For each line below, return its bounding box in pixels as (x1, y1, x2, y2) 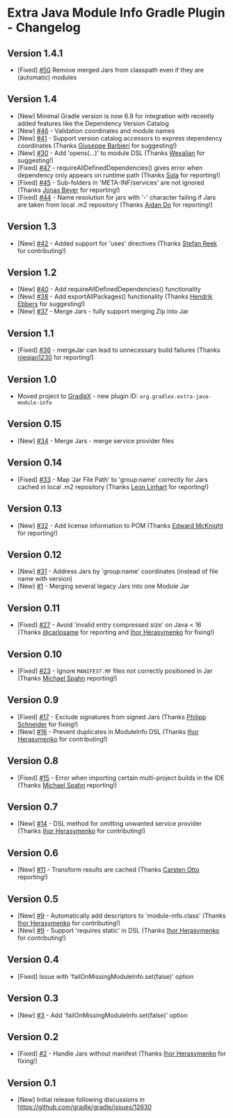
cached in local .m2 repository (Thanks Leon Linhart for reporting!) (17, 482, 209, 491)
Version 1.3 (7, 221, 57, 232)
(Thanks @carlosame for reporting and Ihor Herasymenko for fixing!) (17, 628, 215, 637)
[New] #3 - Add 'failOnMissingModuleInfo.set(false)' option (17, 1011, 188, 1019)
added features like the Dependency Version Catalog (17, 119, 169, 127)
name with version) (17, 575, 73, 583)
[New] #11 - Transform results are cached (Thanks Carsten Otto (17, 865, 200, 874)
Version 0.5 (7, 893, 59, 905)
